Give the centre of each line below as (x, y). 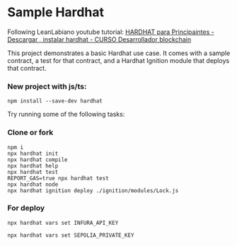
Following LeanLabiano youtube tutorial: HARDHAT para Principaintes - (111, 32)
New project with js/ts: (47, 86)
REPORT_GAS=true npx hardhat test (58, 178)
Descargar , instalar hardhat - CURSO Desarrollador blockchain (99, 39)
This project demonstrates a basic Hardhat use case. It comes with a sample (119, 53)
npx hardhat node (33, 184)
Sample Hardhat (56, 12)
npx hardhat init (33, 153)
